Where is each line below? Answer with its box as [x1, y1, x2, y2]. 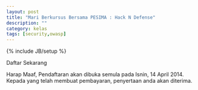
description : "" [6, 20, 47, 26]
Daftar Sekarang [6, 59, 47, 67]
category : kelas [6, 25, 47, 32]
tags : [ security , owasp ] [6, 31, 67, 37]
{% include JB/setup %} [6, 47, 67, 55]
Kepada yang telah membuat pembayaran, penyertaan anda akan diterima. [6, 77, 193, 85]
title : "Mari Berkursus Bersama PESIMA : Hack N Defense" [6, 14, 156, 20]
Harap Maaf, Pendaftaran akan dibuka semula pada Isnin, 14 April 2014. [6, 71, 184, 78]
